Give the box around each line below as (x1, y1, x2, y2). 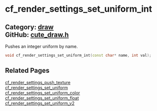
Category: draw (5, 23, 54, 31)
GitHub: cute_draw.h (5, 30, 69, 39)
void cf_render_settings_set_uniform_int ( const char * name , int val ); (5, 53, 152, 58)
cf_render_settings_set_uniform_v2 (5, 100, 75, 106)
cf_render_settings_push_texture (5, 79, 71, 85)
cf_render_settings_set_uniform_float (5, 95, 79, 101)
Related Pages (5, 67, 50, 75)
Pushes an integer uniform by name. (5, 44, 78, 49)
